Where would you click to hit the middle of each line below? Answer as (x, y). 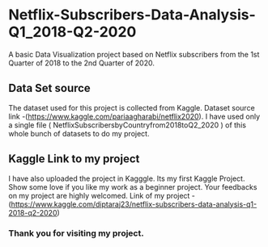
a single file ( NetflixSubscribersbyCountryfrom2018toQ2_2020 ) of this (128, 125)
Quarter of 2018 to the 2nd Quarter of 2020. (82, 63)
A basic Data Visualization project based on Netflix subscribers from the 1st (134, 54)
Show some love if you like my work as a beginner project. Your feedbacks (133, 186)
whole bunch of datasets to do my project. (79, 133)
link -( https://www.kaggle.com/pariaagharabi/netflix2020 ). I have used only (134, 116)
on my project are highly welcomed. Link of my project (99, 195)
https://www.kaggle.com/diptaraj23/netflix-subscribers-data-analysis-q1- (134, 204)
